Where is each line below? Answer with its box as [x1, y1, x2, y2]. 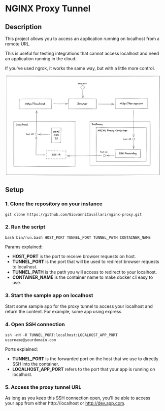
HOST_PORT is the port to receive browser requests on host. [12, 254, 136, 260]
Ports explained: [5, 346, 38, 352]
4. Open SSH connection [5, 321, 65, 328]
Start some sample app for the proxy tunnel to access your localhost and [5, 303, 153, 309]
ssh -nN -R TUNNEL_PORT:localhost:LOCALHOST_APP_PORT [5, 333, 118, 337]
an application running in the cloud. [5, 56, 77, 62]
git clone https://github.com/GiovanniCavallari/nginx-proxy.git [5, 212, 142, 217]
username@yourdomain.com [5, 337, 56, 342]
